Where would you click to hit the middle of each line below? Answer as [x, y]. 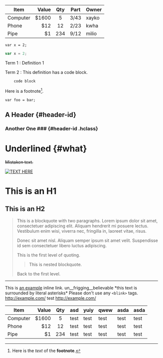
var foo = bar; [20, 100]
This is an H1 [31, 191]
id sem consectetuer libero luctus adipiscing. [62, 245]
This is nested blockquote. [55, 264]
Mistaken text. [19, 162]
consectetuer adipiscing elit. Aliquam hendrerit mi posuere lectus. [83, 226]
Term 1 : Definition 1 [25, 63]
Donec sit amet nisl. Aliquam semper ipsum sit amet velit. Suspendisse [87, 240]
